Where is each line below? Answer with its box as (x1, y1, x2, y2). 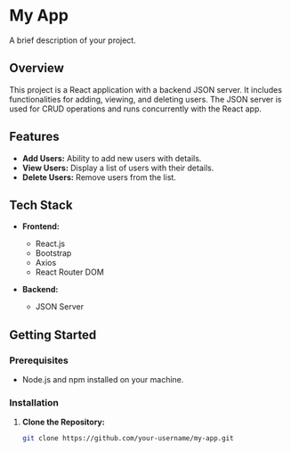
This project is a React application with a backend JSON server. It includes (9, 84, 283, 95)
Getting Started (9, 327, 97, 342)
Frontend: (21, 221, 60, 232)
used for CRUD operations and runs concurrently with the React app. (9, 103, 263, 114)
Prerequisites (9, 354, 69, 366)
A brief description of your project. (9, 35, 136, 45)
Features (9, 129, 60, 144)
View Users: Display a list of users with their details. (21, 162, 214, 173)
